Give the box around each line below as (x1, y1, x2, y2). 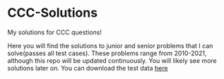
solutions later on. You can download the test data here (7, 64, 168, 72)
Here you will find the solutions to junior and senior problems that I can (7, 41, 213, 50)
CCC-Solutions (7, 5, 98, 21)
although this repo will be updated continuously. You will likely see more (7, 56, 217, 64)
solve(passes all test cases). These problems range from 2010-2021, (7, 49, 207, 57)
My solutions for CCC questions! (7, 28, 102, 36)
